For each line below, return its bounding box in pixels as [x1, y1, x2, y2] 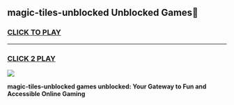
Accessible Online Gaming [7, 89, 86, 97]
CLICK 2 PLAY [7, 53, 56, 63]
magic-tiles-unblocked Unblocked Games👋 [7, 7, 198, 19]
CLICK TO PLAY [7, 28, 61, 37]
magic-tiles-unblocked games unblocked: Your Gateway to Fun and [7, 82, 207, 90]
